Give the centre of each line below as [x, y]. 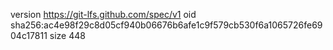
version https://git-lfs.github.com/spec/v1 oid [103, 14]
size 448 [67, 35]
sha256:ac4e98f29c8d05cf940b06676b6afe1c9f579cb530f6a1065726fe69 [166, 25]
